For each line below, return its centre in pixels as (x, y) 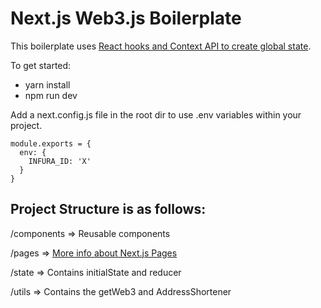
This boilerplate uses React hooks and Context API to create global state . (161, 46)
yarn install (47, 84)
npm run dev (51, 95)
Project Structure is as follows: (108, 209)
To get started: (41, 65)
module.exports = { (51, 143)
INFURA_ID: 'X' (60, 161)
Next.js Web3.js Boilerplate (126, 18)
